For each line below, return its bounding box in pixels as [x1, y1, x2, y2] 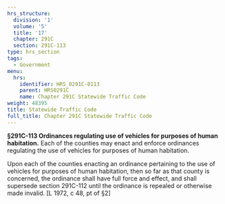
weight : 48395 [7, 100, 48, 107]
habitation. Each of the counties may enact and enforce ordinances [7, 139, 200, 147]
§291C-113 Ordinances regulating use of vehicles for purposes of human [7, 132, 218, 140]
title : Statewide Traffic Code [7, 106, 97, 113]
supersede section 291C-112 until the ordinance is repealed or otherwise [7, 181, 212, 190]
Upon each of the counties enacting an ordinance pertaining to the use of [7, 159, 215, 167]
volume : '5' [13, 23, 48, 30]
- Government [13, 61, 51, 68]
